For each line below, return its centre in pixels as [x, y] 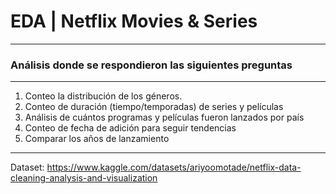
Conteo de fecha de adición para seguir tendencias [130, 128]
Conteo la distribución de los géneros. [103, 96]
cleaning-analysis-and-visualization [84, 178]
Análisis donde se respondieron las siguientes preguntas [151, 65]
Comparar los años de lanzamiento [97, 139]
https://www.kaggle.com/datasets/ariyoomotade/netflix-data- [174, 167]
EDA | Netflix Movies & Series [134, 21]
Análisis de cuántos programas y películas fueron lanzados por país [164, 117]
